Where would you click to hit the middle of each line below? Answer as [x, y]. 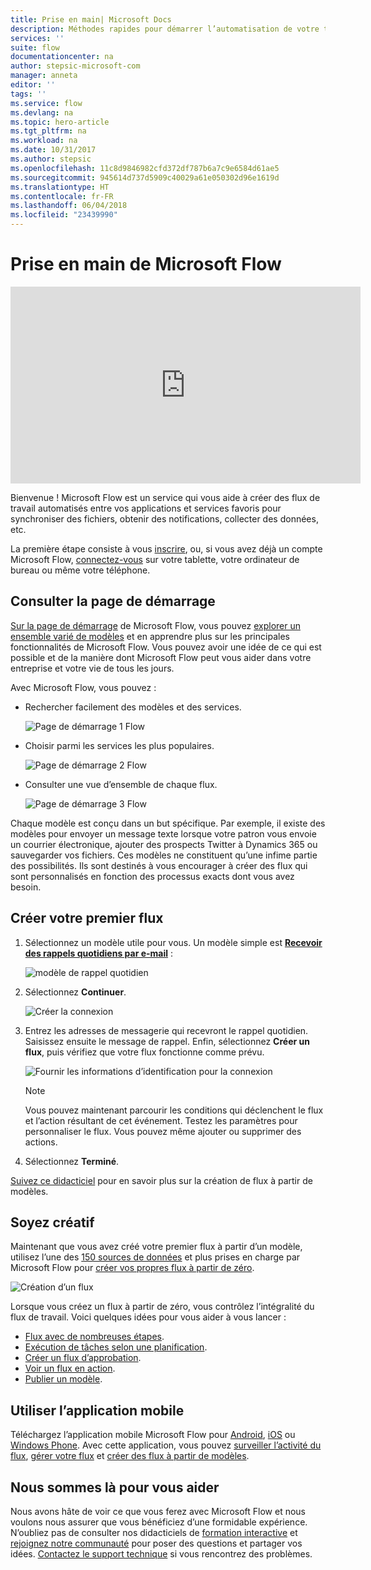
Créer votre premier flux [87, 918]
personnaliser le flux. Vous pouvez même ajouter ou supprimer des [163, 1131]
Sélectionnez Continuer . [75, 992]
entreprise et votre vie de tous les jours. [92, 668]
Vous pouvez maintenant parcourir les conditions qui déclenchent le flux [174, 1110]
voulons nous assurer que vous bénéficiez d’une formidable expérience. [159, 1522]
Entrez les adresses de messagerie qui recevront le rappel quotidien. [166, 1030]
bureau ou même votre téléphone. [80, 570]
